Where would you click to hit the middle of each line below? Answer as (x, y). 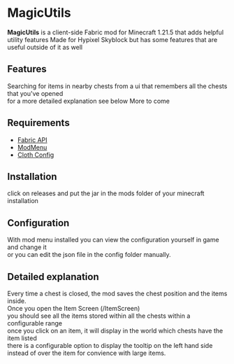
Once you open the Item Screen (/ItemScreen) (74, 308)
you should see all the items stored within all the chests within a (99, 316)
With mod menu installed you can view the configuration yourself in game (113, 240)
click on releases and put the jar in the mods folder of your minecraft (106, 193)
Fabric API (32, 140)
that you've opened (35, 93)
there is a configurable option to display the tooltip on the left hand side (110, 345)
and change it (27, 247)
